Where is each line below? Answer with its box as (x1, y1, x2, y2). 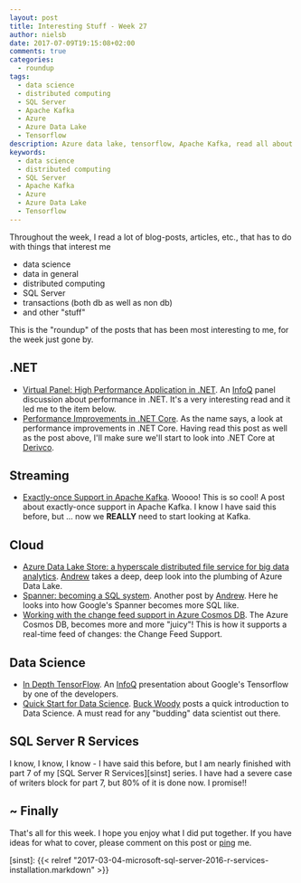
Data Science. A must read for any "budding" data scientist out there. (22, 707, 281, 718)
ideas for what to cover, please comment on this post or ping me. (9, 837, 252, 848)
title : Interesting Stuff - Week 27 (9, 22, 147, 31)
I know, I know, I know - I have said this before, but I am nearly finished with (9, 757, 291, 769)
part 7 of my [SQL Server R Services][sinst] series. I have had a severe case (9, 767, 293, 778)
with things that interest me (9, 241, 111, 252)
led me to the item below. (22, 404, 117, 414)
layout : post (9, 13, 59, 23)
